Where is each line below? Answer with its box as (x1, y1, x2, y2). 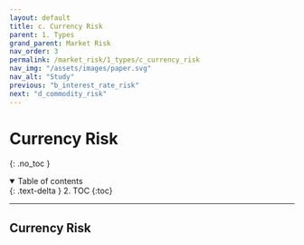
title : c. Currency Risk (9, 22, 103, 31)
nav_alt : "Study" (9, 73, 75, 82)
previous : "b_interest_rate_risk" (9, 81, 140, 90)
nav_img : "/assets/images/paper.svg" (9, 64, 152, 73)
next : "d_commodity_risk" (9, 89, 107, 98)
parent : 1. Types (9, 30, 75, 39)
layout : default (9, 13, 71, 23)
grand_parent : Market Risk (9, 38, 111, 48)
